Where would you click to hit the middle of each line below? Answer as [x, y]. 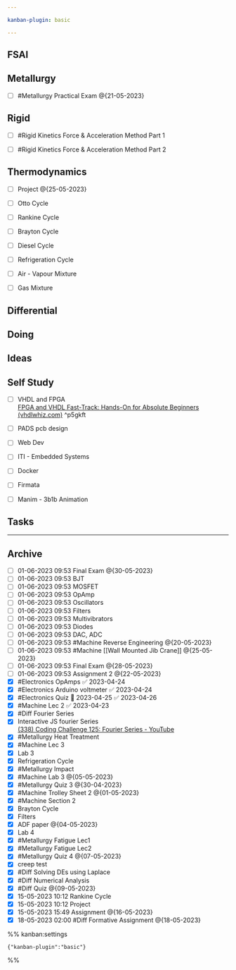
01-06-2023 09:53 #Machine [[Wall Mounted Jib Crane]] [99, 650]
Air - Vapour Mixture [47, 274]
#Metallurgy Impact [46, 768]
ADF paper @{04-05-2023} [58, 825]
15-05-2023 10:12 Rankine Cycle [64, 896]
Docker [28, 471]
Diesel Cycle [35, 245]
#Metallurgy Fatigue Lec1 [54, 840]
